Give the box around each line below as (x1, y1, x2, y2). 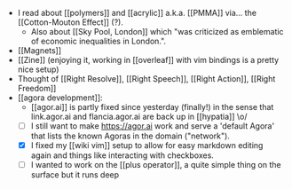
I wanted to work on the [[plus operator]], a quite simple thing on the (30, 160, 281, 170)
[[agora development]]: (17, 92, 104, 103)
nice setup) (17, 64, 59, 75)
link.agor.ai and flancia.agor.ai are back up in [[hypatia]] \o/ (30, 111, 248, 122)
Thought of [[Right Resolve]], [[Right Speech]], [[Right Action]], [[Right (17, 74, 276, 83)
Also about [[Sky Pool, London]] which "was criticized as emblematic (30, 27, 284, 36)
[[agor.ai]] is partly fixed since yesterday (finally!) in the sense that (30, 102, 274, 112)
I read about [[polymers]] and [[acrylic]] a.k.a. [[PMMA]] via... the (17, 8, 257, 18)
